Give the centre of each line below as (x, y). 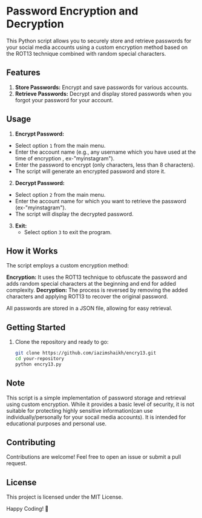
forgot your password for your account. (64, 100)
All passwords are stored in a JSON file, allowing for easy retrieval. (89, 308)
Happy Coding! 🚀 (28, 509)
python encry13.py (38, 364)
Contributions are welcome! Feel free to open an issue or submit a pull (94, 457)
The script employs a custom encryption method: (68, 266)
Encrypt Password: (40, 134)
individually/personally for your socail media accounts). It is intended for (96, 417)
